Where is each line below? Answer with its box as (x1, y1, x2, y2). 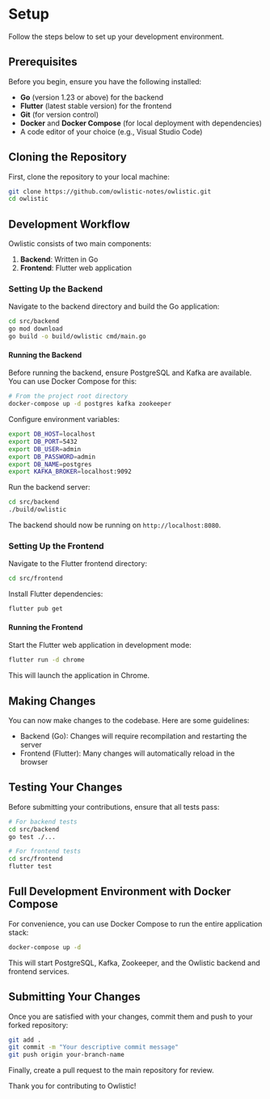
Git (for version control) (19, 109, 99, 119)
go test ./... (8, 833, 57, 841)
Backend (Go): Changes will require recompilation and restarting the (19, 731, 247, 741)
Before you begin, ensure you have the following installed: (8, 76, 202, 86)
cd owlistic (8, 195, 49, 203)
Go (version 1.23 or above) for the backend (19, 92, 164, 102)
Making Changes (8, 694, 96, 708)
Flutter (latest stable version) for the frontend (19, 100, 172, 110)
